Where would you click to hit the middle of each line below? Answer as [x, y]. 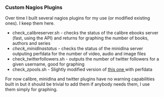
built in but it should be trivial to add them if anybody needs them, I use [77, 84]
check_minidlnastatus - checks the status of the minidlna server [78, 49]
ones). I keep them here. [30, 23]
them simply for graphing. [31, 90]
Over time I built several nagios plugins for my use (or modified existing [78, 18]
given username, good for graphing [48, 64]
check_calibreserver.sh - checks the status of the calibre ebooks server [85, 33]
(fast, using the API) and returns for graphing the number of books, [81, 38]
